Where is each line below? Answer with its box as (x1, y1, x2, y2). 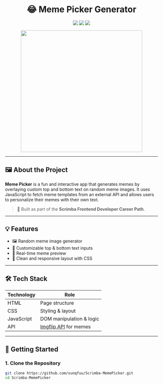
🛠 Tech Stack (5, 274, 48, 283)
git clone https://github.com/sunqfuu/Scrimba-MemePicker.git (5, 371, 133, 376)
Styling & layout (40, 308, 76, 314)
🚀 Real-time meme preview (12, 250, 66, 256)
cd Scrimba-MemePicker (5, 375, 51, 380)
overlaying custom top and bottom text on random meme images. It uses (5, 186, 150, 192)
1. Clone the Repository (5, 360, 61, 366)
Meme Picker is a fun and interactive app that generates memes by (5, 181, 140, 187)
